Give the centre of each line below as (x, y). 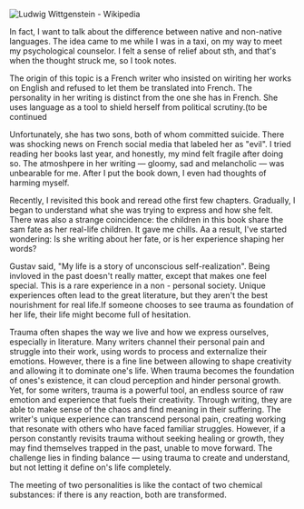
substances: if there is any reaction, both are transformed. (118, 494)
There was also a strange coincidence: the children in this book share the (147, 220)
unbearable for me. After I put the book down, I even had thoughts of (138, 173)
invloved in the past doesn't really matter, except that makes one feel (138, 276)
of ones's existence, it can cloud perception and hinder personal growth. (145, 380)
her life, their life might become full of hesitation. (100, 314)
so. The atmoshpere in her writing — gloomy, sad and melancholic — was (147, 163)
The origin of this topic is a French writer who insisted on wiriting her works (151, 78)
